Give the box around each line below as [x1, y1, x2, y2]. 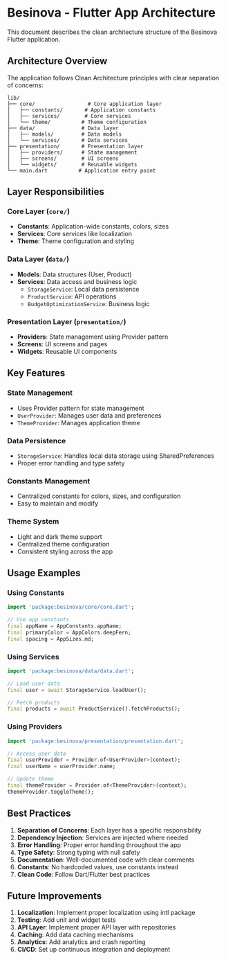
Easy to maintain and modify [17, 499, 99, 508]
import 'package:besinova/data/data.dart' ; [7, 667, 135, 675]
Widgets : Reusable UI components [17, 348, 117, 356]
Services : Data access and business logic [17, 277, 138, 285]
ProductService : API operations [27, 292, 117, 301]
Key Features [7, 367, 66, 379]
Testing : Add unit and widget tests [17, 916, 116, 924]
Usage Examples [7, 567, 81, 579]
